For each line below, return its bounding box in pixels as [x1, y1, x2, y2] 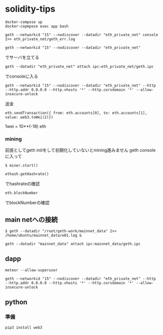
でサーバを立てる [5, 54, 40, 60]
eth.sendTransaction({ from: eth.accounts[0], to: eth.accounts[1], [5, 110, 147, 115]
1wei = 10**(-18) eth [5, 123, 46, 129]
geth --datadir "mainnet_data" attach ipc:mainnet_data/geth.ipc [5, 242, 141, 247]
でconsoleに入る [5, 73, 39, 79]
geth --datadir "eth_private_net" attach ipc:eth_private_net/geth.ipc [5, 64, 154, 69]
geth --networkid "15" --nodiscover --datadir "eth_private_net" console [5, 32, 159, 37]
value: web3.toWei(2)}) [5, 115, 54, 120]
